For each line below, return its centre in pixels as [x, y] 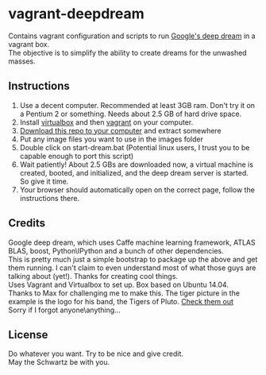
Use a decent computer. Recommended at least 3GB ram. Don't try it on [137, 105]
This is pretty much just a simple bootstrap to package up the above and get [133, 259]
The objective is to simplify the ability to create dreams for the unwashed [128, 52]
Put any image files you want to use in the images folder [112, 139]
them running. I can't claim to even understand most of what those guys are [132, 268]
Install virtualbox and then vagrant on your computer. [106, 122]
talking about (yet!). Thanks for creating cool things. [93, 276]
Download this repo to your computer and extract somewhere [121, 130]
